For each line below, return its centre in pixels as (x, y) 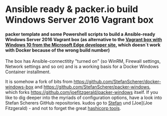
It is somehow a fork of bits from (39, 82)
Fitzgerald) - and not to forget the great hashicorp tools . (63, 108)
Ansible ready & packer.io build (72, 9)
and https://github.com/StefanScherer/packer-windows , (93, 87)
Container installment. (28, 72)
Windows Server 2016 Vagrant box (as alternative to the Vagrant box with (84, 39)
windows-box (19, 87)
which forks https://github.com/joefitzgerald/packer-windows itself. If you (82, 92)
